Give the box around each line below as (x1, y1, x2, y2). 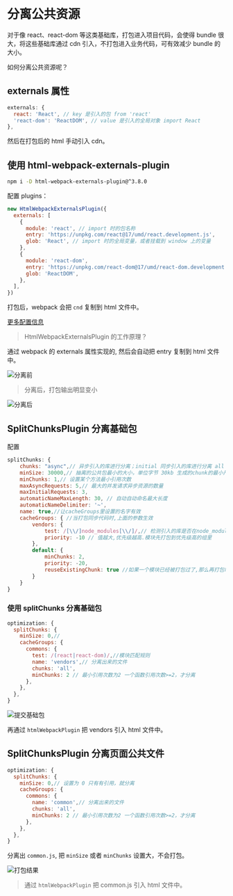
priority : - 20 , (44, 560, 89, 567)
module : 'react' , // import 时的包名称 (25, 225, 136, 232)
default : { (32, 547, 64, 554)
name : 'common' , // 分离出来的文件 (32, 799, 125, 806)
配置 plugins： (7, 191, 49, 200)
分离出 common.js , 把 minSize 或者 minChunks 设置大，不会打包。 (7, 851, 189, 860)
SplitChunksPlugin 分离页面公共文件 (7, 748, 165, 760)
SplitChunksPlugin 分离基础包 (7, 422, 137, 435)
